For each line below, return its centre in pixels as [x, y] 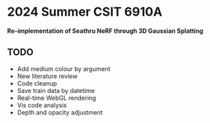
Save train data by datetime [56, 90]
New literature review [47, 76]
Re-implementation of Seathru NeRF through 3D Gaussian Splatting [105, 31]
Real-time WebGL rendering [56, 98]
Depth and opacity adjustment [60, 112]
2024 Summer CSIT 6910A [85, 12]
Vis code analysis [42, 105]
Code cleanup [37, 83]
